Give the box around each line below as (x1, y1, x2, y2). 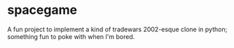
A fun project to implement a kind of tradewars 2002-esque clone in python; (7, 25, 228, 33)
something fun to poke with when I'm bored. (7, 32, 135, 40)
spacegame (7, 2, 78, 18)
